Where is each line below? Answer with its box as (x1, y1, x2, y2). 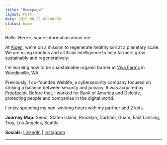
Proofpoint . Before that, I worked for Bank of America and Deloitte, (5, 90, 142, 96)
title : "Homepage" (5, 7, 43, 12)
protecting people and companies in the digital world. (5, 95, 115, 101)
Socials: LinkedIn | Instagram (5, 130, 66, 136)
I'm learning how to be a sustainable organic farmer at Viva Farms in (5, 65, 145, 71)
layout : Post (5, 12, 32, 17)
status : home (5, 21, 32, 26)
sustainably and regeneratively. (5, 55, 70, 61)
